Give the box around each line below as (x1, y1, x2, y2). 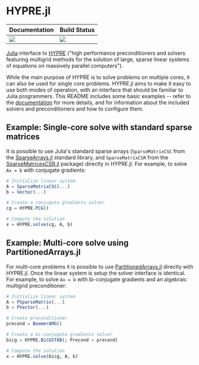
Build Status (59, 26, 95, 34)
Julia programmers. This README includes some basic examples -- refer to (6, 92, 191, 99)
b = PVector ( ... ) (6, 304, 49, 310)
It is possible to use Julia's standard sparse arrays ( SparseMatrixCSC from (6, 147, 185, 155)
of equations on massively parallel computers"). (6, 62, 124, 69)
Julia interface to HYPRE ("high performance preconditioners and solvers (6, 49, 186, 56)
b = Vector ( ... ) (6, 189, 46, 195)
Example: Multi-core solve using (6, 238, 129, 248)
